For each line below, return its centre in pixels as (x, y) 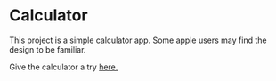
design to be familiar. (48, 49)
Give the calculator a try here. (64, 67)
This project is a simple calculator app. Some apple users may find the (138, 40)
